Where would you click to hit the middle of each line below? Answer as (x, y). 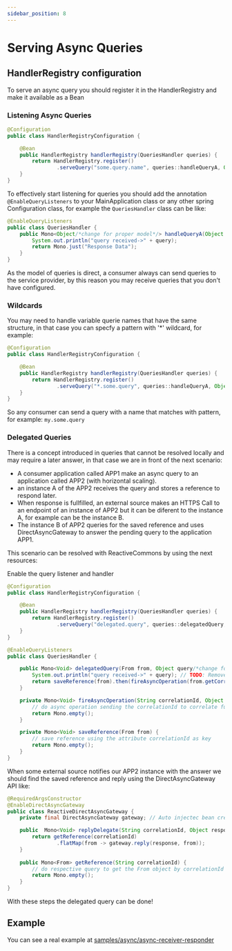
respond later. (37, 495)
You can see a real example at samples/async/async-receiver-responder (111, 940)
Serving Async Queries (75, 47)
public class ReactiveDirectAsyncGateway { (71, 811)
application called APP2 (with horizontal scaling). (87, 481)
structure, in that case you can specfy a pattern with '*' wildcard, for (105, 328)
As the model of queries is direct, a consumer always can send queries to (112, 273)
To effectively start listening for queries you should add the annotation (107, 194)
